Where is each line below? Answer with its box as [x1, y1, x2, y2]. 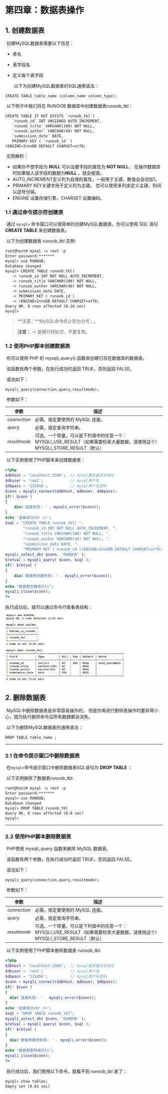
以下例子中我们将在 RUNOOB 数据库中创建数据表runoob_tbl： [6, 103, 133, 109]
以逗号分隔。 [12, 189, 39, 194]
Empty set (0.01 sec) [5, 1083, 50, 1089]
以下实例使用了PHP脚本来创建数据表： [6, 457, 86, 463]
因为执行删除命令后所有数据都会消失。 [13, 714, 93, 720]
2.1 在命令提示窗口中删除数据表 [5, 752, 80, 759]
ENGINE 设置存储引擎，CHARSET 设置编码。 [12, 195, 105, 201]
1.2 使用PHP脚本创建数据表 [5, 343, 70, 350]
